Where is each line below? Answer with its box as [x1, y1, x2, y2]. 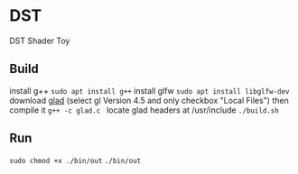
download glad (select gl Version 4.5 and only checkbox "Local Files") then [9, 95, 289, 105]
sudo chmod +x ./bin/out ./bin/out [9, 156, 142, 165]
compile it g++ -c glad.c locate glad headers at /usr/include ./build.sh [9, 105, 280, 115]
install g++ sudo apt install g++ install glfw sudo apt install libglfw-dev [9, 85, 290, 96]
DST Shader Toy [9, 35, 70, 46]
